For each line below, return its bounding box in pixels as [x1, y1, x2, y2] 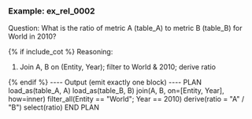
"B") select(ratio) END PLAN [8, 102, 100, 112]
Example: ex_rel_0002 [8, 6, 96, 17]
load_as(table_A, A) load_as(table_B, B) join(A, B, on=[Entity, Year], [8, 86, 224, 95]
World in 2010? [8, 32, 57, 41]
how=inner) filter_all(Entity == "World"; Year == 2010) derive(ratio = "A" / [8, 95, 245, 104]
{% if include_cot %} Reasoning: [8, 47, 113, 57]
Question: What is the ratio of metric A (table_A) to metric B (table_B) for [8, 24, 243, 33]
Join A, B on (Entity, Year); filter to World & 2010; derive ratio [19, 62, 217, 72]
